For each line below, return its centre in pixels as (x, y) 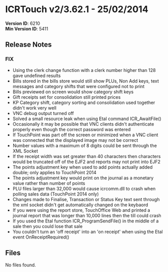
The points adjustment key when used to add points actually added (82, 167)
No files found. (21, 265)
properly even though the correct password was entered (71, 129)
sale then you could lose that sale (47, 226)
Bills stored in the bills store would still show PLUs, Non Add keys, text (86, 81)
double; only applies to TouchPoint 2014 (54, 172)
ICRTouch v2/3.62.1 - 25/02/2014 (77, 9)
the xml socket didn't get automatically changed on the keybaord (80, 205)
